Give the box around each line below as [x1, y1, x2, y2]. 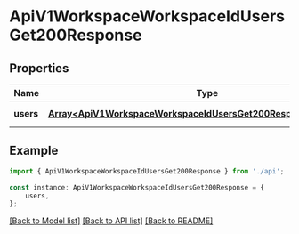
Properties [9, 61, 69, 76]
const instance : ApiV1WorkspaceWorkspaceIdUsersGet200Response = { [9, 182, 265, 192]
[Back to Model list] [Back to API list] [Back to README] [9, 215, 214, 226]
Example [9, 143, 59, 158]
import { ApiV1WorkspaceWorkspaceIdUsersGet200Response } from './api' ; [9, 166, 285, 175]
